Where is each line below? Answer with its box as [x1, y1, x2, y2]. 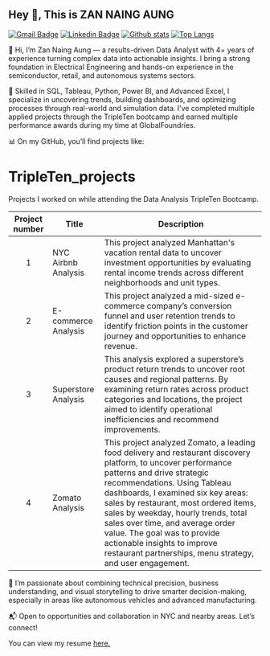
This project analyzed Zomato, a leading [104, 437, 256, 448]
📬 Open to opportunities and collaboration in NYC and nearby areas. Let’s [8, 611, 256, 621]
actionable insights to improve [104, 537, 219, 548]
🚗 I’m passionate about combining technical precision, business [8, 578, 219, 588]
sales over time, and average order [104, 517, 235, 528]
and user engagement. [104, 557, 190, 568]
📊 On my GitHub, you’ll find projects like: [8, 136, 145, 146]
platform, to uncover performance [104, 457, 232, 468]
